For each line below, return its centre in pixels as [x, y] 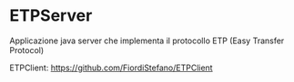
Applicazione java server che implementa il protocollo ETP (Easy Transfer [147, 41]
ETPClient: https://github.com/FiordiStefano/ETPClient [111, 68]
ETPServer [51, 16]
